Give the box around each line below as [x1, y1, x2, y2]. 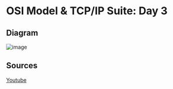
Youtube [6, 76, 27, 84]
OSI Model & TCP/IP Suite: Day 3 [6, 4, 168, 18]
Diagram [6, 28, 39, 38]
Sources [6, 61, 38, 71]
